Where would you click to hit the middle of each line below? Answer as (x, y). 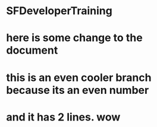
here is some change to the (74, 38)
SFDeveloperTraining (59, 11)
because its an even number (78, 90)
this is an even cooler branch (79, 77)
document (32, 51)
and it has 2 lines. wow (63, 117)
